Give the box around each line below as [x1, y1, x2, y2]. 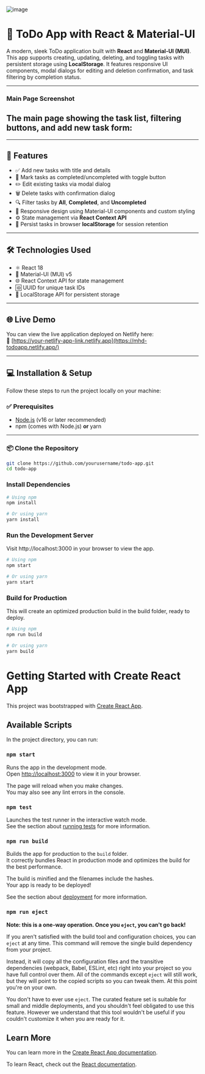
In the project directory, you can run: [6, 736, 98, 743]
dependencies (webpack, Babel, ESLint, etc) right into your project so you [6, 964, 192, 971]
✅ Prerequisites [6, 402, 54, 411]
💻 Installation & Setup [6, 367, 93, 378]
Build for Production [6, 594, 67, 602]
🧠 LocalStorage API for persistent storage [15, 291, 120, 298]
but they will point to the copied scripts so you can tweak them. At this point [6, 977, 197, 984]
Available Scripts [6, 719, 72, 730]
